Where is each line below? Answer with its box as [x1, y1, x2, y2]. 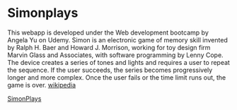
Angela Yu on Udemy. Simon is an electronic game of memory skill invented [7, 35, 228, 44]
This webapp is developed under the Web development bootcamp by [7, 28, 209, 37]
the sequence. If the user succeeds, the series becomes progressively [7, 66, 213, 74]
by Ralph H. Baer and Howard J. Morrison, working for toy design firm [7, 43, 211, 51]
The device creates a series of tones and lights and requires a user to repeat [7, 58, 230, 66]
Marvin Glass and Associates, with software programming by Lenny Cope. [7, 51, 224, 59]
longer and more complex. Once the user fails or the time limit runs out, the [7, 73, 226, 82]
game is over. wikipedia [7, 80, 76, 89]
